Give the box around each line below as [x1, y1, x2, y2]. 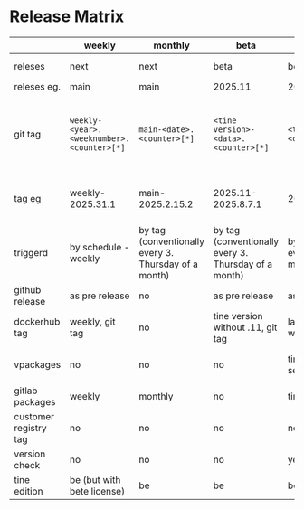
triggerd [14, 246, 48, 259]
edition [14, 485, 43, 497]
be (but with [69, 473, 121, 485]
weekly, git [69, 315, 116, 327]
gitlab [14, 384, 38, 397]
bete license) [69, 485, 125, 497]
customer [14, 410, 55, 422]
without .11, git [213, 321, 278, 334]
